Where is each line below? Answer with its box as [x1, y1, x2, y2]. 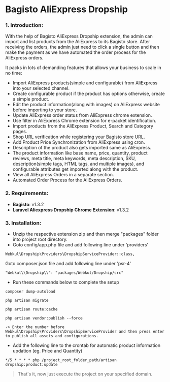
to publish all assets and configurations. [5, 334, 99, 339]
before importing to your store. [12, 107, 77, 113]
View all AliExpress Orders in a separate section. [12, 172, 114, 178]
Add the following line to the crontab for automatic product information [12, 342, 161, 348]
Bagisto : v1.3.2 [12, 201, 44, 207]
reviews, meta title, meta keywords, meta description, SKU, [12, 155, 136, 162]
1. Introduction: [5, 22, 44, 29]
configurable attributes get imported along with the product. [12, 166, 139, 172]
